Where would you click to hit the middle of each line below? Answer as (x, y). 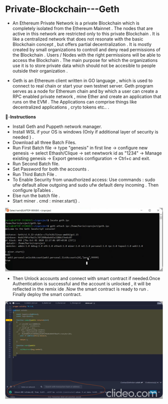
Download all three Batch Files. (44, 142)
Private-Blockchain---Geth (62, 9)
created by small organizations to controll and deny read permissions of (86, 49)
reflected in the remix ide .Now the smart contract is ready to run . (80, 289)
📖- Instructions (20, 116)
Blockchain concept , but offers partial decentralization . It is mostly (82, 44)
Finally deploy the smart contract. (47, 294)
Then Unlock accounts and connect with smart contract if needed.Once (86, 278)
